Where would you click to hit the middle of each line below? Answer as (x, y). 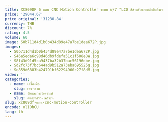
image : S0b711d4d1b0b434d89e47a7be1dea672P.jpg (56, 42)
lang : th (14, 112)
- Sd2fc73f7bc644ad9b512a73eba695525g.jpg (54, 65)
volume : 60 (16, 38)
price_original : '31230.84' (34, 19)
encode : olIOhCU (22, 107)
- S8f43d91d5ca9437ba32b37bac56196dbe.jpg (54, 61)
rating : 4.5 (17, 33)
